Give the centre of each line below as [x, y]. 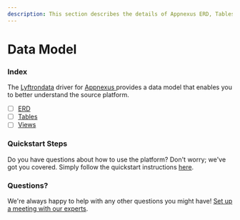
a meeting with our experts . [48, 209]
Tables [27, 117]
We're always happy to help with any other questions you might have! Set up [120, 201]
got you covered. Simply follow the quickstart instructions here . [101, 167]
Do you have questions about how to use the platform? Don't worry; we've [117, 159]
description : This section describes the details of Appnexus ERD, [110, 14]
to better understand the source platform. [69, 95]
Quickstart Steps [37, 144]
